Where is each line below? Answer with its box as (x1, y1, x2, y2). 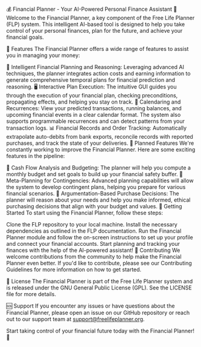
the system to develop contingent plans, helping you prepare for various (6, 183, 186, 190)
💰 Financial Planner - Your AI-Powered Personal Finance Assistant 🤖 (6, 5, 177, 13)
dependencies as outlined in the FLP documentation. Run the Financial (6, 227, 182, 234)
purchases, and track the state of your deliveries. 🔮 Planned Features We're (6, 139, 194, 147)
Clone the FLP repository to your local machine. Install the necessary (6, 221, 178, 228)
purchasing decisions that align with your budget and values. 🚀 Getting (6, 203, 182, 210)
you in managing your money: (6, 51, 80, 59)
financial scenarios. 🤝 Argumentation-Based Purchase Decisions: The (6, 190, 179, 197)
